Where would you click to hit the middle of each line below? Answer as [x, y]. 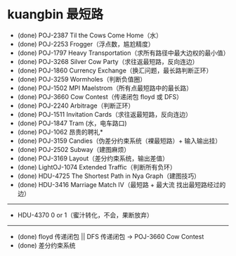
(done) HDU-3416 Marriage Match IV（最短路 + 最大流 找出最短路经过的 [122, 184]
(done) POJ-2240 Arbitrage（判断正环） [76, 105]
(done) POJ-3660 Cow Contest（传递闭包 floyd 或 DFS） [100, 96]
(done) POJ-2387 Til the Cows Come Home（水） [90, 35]
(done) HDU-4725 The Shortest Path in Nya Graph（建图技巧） [109, 176]
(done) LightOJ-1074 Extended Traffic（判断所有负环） [97, 167]
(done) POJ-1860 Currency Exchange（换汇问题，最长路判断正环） [115, 70]
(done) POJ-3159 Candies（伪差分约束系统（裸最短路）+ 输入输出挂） [119, 141]
